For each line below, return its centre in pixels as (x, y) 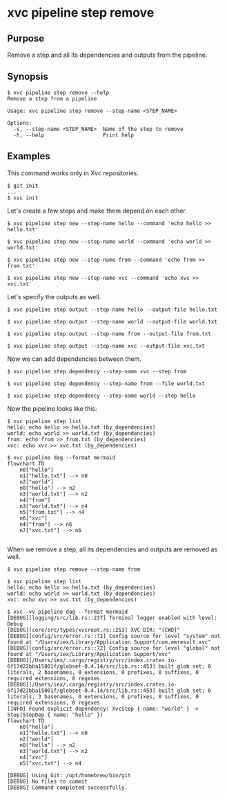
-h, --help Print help (74, 135)
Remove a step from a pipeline (52, 98)
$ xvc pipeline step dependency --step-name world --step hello (101, 396)
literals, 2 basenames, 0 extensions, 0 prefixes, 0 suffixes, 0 (103, 672)
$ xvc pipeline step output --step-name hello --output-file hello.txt (112, 310)
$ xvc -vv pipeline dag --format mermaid (68, 612)
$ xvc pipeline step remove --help (58, 92)
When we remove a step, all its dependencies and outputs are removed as (112, 549)
